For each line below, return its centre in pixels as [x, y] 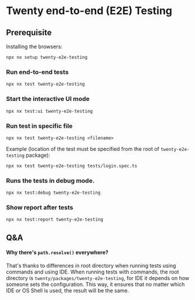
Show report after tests [40, 208]
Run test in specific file [40, 126]
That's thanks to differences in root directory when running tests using [91, 266]
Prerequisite [29, 33]
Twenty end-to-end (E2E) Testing [89, 11]
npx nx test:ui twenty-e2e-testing [49, 111]
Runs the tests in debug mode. [50, 180]
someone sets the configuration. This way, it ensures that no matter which [95, 284]
